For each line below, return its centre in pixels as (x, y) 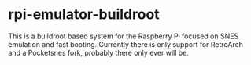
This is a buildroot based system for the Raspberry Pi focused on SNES (124, 36)
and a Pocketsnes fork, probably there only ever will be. (98, 52)
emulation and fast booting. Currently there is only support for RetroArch (126, 44)
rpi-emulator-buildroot (84, 14)
